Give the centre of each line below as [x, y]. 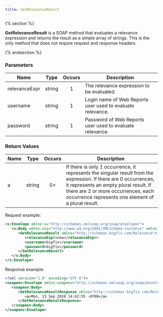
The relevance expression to [117, 85]
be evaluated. [100, 92]
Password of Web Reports [114, 119]
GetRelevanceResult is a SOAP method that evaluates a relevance [71, 32]
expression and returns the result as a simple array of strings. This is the [77, 38]
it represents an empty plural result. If [109, 185]
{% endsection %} [24, 52]
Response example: [25, 269]
